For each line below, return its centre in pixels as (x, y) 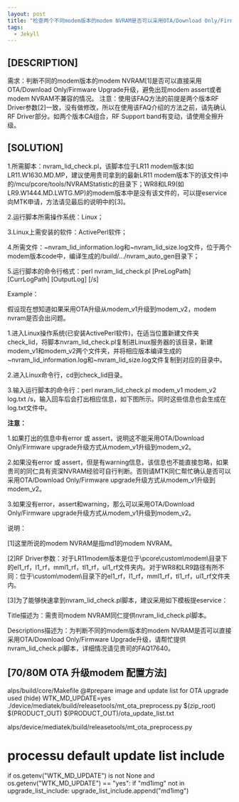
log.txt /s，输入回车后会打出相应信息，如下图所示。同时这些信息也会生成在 (117, 399)
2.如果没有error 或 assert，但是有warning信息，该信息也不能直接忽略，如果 (118, 462)
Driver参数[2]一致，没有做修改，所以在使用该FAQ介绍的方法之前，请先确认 (117, 108)
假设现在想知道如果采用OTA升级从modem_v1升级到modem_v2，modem (112, 309)
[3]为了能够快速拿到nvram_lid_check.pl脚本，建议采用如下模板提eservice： (118, 600)
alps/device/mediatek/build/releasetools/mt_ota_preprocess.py (100, 727)
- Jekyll (27, 34)
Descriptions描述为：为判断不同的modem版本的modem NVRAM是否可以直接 (119, 630)
